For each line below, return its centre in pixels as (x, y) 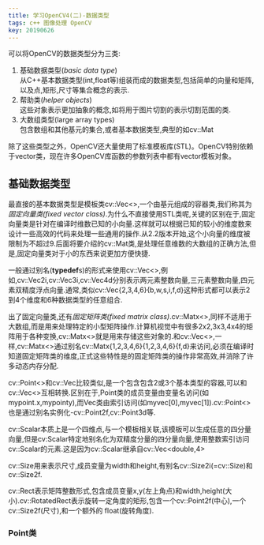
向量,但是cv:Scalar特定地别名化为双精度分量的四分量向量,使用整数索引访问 (129, 439)
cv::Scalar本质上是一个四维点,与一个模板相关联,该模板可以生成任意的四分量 (130, 429)
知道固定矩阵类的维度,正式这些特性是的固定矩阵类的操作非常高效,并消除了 (128, 356)
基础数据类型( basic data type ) (69, 70)
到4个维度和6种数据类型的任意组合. (65, 300)
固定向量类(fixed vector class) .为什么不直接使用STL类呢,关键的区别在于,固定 (132, 214)
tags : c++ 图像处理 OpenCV (50, 23)
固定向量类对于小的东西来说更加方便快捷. (84, 254)
